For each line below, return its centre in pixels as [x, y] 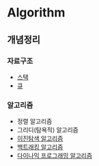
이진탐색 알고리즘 [40, 139]
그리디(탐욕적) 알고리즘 [47, 130]
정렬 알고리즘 [34, 121]
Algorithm [36, 13]
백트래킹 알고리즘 [40, 147]
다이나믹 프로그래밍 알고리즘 [55, 156]
